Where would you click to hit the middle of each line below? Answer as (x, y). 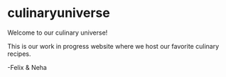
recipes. (19, 54)
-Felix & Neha (27, 67)
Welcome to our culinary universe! (58, 32)
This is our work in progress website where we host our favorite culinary (113, 46)
